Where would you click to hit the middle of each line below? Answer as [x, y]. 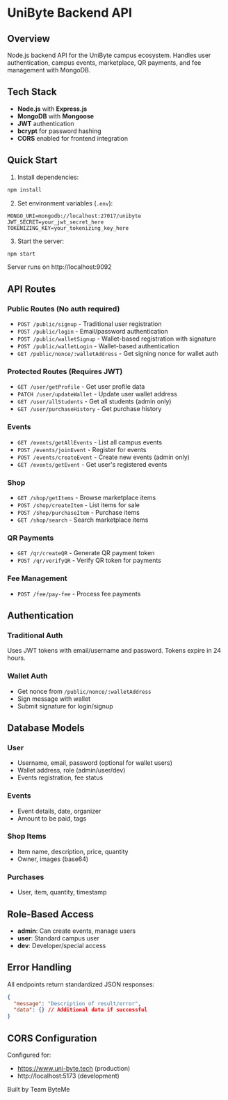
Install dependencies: [48, 177]
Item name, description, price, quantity [73, 851]
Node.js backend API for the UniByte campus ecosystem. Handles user [109, 55]
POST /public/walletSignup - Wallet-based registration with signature [117, 339]
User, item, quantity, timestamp [62, 892]
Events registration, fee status [60, 777]
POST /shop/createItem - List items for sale [79, 505]
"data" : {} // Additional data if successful [81, 1010]
